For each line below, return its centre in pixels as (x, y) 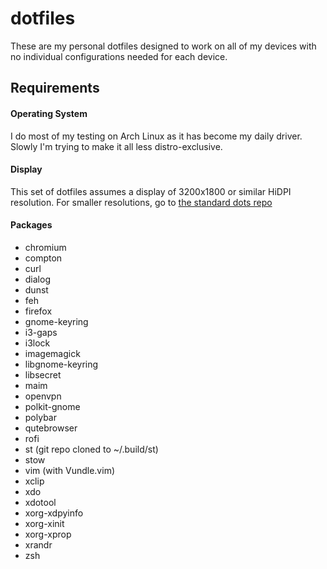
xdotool (40, 502)
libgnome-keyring (61, 364)
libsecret (43, 374)
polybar (40, 417)
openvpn (43, 396)
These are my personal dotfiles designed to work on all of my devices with (163, 46)
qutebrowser (51, 428)
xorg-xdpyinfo (54, 513)
